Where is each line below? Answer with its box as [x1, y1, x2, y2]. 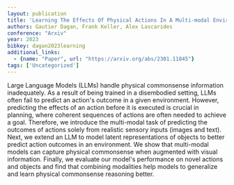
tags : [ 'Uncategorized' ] [7, 62, 79, 69]
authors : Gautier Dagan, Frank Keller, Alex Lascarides [7, 23, 173, 30]
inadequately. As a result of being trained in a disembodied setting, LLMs [7, 88, 217, 97]
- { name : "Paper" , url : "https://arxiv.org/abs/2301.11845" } [13, 56, 195, 63]
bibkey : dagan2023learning [7, 42, 86, 49]
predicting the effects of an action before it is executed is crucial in [7, 103, 199, 111]
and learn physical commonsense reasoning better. [7, 170, 155, 178]
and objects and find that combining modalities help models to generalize [7, 162, 218, 170]
